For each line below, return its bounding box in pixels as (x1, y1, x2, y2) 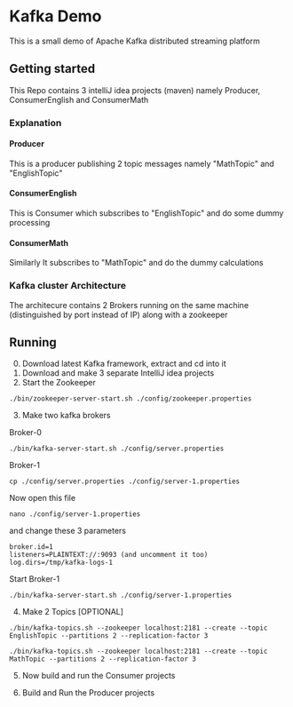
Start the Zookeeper (21, 377, 96, 388)
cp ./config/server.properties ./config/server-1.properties (9, 477, 241, 486)
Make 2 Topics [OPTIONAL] (21, 607, 124, 617)
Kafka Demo (9, 6, 102, 27)
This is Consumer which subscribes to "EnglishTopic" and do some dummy (9, 208, 284, 218)
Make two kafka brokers (21, 410, 111, 421)
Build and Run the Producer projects (21, 687, 155, 698)
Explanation (9, 116, 62, 129)
